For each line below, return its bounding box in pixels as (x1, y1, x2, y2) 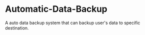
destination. (5, 25, 29, 31)
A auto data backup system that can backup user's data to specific (5, 20, 141, 26)
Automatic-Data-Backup (5, 3, 108, 15)
